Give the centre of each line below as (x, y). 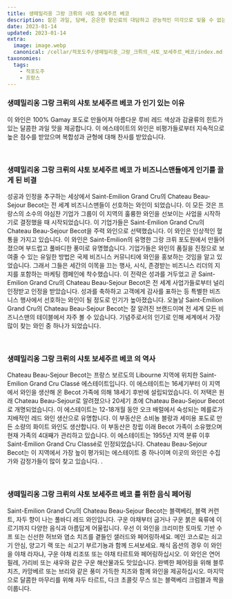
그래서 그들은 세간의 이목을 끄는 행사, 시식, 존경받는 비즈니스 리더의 (123, 265)
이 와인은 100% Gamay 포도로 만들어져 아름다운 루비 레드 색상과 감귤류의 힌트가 (115, 119)
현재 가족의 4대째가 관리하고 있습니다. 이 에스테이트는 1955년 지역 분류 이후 (109, 435)
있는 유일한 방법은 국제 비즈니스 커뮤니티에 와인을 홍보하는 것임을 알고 (121, 257)
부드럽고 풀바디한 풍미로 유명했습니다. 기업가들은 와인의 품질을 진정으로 (121, 248)
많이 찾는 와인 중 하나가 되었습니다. (54, 326)
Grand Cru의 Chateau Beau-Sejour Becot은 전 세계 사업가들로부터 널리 (127, 282)
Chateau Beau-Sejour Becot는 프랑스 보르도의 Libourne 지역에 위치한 (103, 375)
